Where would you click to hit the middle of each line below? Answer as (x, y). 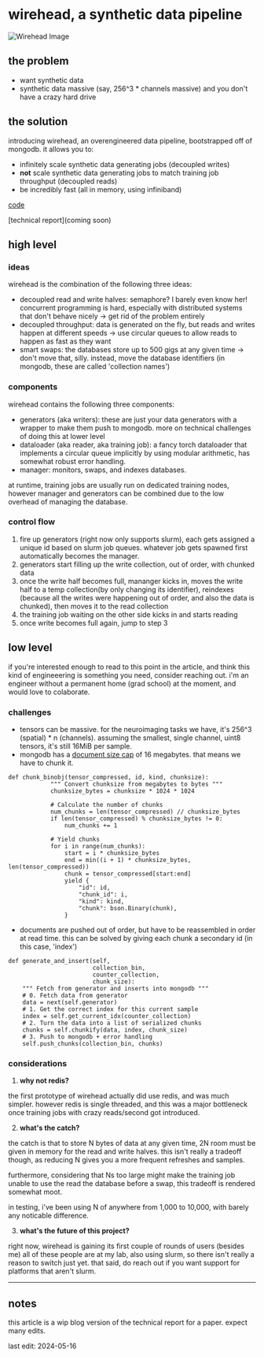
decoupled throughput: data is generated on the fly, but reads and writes (137, 325)
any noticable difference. (48, 1216)
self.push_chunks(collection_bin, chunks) (93, 1043)
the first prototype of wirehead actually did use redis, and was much (119, 1096)
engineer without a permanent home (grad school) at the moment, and (122, 683)
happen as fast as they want (65, 341)
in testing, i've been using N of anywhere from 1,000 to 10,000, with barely (128, 1207)
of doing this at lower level (62, 436)
